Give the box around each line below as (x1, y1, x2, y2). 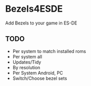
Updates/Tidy (12, 59, 41, 65)
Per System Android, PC (12, 70, 63, 76)
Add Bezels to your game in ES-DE (5, 20, 77, 26)
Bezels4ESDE (5, 3, 63, 15)
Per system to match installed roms (12, 48, 86, 54)
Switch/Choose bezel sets (12, 75, 67, 81)
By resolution (12, 64, 40, 70)
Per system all (12, 53, 42, 60)
